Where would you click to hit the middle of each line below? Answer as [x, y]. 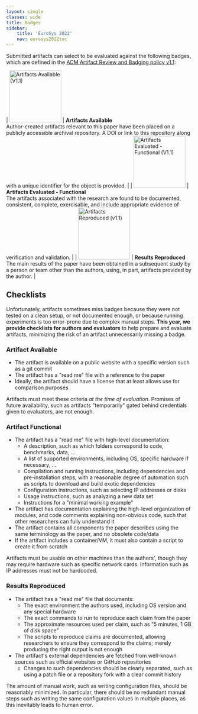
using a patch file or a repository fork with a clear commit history [102, 674]
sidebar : [17, 28]
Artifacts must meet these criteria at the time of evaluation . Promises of [93, 399]
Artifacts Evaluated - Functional [46, 192]
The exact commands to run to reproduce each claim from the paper [107, 618]
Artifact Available [32, 350]
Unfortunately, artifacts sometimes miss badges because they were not [93, 309]
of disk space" [41, 630]
